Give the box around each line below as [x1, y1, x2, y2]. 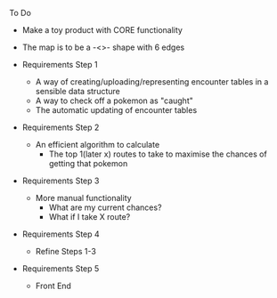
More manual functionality [35, 193, 132, 203]
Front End [35, 280, 71, 291]
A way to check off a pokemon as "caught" [35, 95, 193, 106]
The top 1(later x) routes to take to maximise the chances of [48, 149, 267, 159]
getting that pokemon [48, 158, 128, 168]
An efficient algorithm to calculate [35, 140, 160, 149]
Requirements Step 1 [21, 60, 98, 69]
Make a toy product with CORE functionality [21, 25, 183, 35]
